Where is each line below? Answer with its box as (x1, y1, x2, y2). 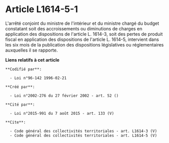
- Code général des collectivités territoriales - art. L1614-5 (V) (10, 133, 157, 138)
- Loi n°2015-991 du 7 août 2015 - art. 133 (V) (10, 111, 114, 116)
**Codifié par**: (5, 67, 42, 72)
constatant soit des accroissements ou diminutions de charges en (5, 25, 143, 31)
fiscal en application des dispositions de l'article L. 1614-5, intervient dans (5, 36, 159, 42)
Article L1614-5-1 (5, 4, 78, 15)
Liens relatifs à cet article (5, 57, 60, 63)
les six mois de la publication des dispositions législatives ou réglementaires (5, 41, 164, 47)
